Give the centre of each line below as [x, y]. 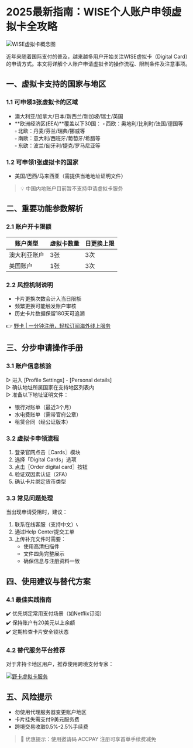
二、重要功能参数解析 [44, 209]
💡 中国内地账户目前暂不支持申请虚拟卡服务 [72, 188]
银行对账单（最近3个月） [44, 407]
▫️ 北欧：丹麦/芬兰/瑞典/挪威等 [50, 131]
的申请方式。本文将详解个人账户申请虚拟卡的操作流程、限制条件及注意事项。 [98, 64]
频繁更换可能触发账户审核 [45, 306]
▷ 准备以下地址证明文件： [37, 395]
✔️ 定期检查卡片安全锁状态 [37, 631]
